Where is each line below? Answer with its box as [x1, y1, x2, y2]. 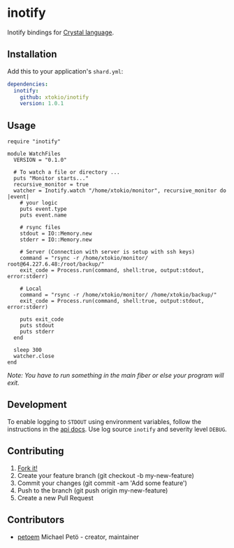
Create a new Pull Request [17, 493, 94, 502]
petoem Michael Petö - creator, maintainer [17, 533, 140, 541]
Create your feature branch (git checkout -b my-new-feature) [17, 471, 194, 479]
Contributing [7, 445, 64, 457]
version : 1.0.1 [20, 100, 64, 107]
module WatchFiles [7, 151, 61, 158]
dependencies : [7, 81, 49, 88]
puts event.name [20, 212, 68, 219]
